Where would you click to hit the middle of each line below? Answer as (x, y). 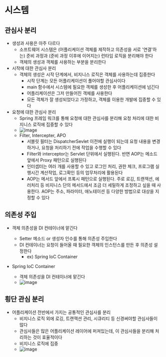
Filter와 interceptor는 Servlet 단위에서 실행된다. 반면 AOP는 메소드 (92, 154)
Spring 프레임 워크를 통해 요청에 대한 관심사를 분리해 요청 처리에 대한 (86, 118)
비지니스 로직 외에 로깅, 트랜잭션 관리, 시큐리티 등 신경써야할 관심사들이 (88, 318)
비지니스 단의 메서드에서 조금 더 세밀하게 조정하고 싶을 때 (100, 185)
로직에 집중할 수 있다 (53, 124)
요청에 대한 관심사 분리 (34, 112)
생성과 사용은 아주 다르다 (36, 43)
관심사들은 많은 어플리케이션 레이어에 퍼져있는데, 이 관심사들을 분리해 (86, 331)
